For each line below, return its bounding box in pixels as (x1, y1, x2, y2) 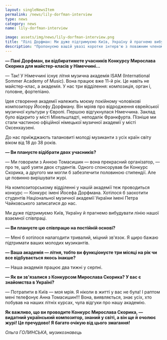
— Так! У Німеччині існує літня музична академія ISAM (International (5, 73, 150, 79)
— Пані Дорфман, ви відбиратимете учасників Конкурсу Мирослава (5, 58, 156, 64)
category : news (5, 21, 37, 26)
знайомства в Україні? (5, 279, 55, 285)
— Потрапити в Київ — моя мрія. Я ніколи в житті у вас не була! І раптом (5, 289, 160, 295)
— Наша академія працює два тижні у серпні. (5, 264, 103, 270)
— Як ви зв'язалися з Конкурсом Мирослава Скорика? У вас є (5, 274, 141, 280)
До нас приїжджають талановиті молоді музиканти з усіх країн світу (5, 134, 152, 140)
